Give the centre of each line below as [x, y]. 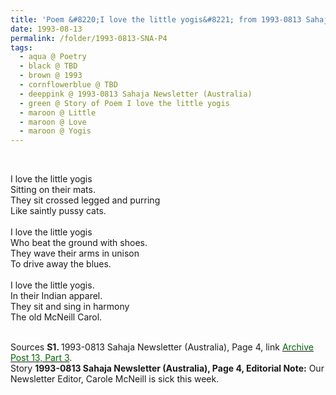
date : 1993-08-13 [46, 29]
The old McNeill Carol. [56, 317]
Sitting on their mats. [53, 190]
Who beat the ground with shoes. [79, 243]
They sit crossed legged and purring [85, 200]
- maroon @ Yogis [55, 131]
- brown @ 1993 [51, 76]
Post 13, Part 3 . [41, 358]
